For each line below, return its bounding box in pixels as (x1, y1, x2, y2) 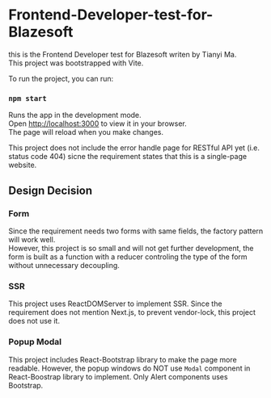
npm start (8, 94, 47, 103)
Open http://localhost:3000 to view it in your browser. (8, 119, 188, 128)
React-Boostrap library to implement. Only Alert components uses (8, 371, 228, 381)
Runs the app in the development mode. (8, 111, 142, 120)
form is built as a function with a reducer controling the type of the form (8, 252, 248, 262)
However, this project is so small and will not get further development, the (8, 243, 254, 253)
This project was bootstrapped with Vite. (8, 58, 144, 68)
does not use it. (8, 316, 61, 326)
